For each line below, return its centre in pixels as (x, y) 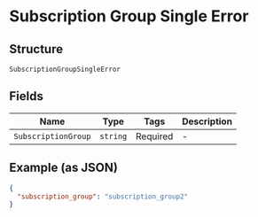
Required (155, 136)
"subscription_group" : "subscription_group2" (103, 197)
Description (207, 121)
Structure (36, 49)
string (113, 136)
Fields (27, 96)
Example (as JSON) (63, 168)
